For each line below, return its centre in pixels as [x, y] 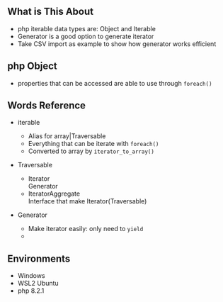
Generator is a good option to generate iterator [86, 36]
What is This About [51, 12]
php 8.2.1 [31, 291]
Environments [39, 258]
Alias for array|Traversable [67, 136]
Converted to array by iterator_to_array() [91, 151]
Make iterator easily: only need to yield [86, 229]
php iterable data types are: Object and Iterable [86, 28]
